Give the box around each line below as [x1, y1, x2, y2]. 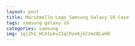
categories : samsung [6, 25, 59, 32]
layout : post [6, 8, 40, 15]
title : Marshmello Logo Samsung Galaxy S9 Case [6, 14, 130, 20]
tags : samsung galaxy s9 [6, 20, 69, 26]
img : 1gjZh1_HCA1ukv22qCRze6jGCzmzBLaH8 [6, 31, 111, 37]
